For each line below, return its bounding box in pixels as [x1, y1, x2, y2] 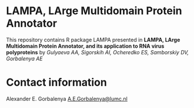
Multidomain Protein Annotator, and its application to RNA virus [6, 42, 165, 50]
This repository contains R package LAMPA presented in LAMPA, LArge [6, 36, 180, 43]
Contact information [6, 76, 107, 89]
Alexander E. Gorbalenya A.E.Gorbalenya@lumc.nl [6, 95, 128, 102]
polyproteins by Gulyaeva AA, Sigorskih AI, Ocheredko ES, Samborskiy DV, [6, 48, 189, 55]
